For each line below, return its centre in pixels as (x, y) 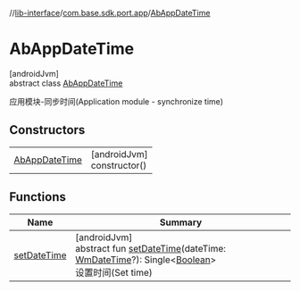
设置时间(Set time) (114, 272)
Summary (181, 222)
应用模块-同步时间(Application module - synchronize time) (117, 101)
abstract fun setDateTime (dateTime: (150, 248)
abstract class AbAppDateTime (66, 83)
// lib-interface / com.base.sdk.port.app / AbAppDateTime (110, 13)
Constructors (47, 130)
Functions (38, 197)
